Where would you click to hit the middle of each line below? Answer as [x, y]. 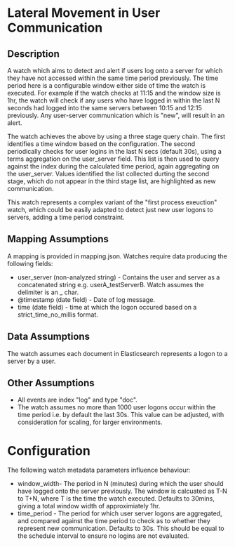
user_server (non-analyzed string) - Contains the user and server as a [119, 277]
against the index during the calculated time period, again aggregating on [113, 166]
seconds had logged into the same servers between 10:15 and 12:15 [105, 108]
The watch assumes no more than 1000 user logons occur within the [116, 407]
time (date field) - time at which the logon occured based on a [107, 307]
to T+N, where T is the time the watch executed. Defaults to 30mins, [116, 499]
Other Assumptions [51, 383]
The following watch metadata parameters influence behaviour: [99, 470]
